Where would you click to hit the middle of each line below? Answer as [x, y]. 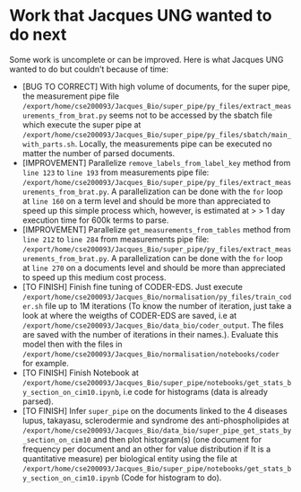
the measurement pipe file [71, 96]
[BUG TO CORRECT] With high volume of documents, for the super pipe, [156, 86]
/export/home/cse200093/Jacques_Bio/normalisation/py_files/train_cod [157, 297]
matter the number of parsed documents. [99, 153]
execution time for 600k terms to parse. [95, 220]
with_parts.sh [48, 145]
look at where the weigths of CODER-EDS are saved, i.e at [129, 315]
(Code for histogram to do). [171, 478]
